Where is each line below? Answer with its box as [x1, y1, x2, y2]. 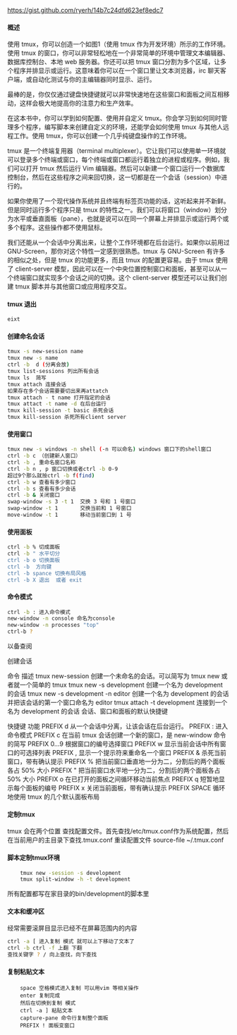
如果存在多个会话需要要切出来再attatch [7, 387, 109, 394]
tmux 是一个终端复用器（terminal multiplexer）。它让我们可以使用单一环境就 [7, 147, 226, 155]
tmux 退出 [7, 300, 37, 308]
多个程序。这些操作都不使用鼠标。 [7, 223, 107, 232]
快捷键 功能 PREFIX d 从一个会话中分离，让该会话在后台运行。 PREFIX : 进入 [7, 722, 229, 730]
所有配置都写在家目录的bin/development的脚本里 [7, 890, 150, 898]
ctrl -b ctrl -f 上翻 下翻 [7, 945, 83, 952]
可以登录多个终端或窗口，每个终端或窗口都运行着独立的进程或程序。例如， [7, 155, 224, 164]
